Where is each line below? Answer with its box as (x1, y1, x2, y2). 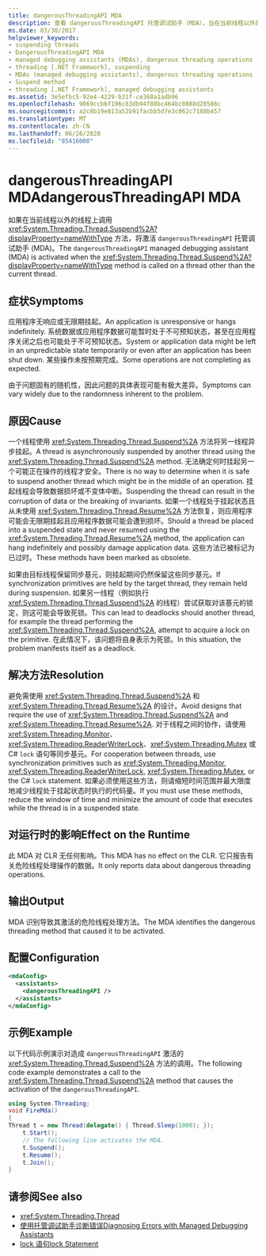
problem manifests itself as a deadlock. (8, 643, 136, 653)
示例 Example (8, 1026, 73, 1039)
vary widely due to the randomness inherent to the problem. (8, 390, 204, 399)
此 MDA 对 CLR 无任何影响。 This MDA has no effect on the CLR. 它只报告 (8, 851, 247, 860)
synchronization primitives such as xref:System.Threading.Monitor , (8, 758, 227, 767)
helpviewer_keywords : (8, 33, 80, 42)
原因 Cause (8, 414, 62, 428)
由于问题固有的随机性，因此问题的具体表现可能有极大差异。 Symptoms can (8, 380, 252, 390)
